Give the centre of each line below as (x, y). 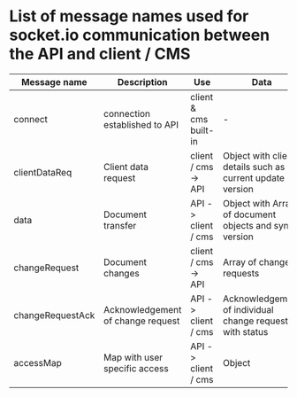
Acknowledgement (142, 309)
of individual (248, 309)
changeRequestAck (54, 315)
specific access (136, 368)
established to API (141, 124)
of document (249, 214)
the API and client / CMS (100, 54)
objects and (247, 225)
